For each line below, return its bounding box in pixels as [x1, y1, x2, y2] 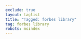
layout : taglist [5, 12, 40, 17]
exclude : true [5, 7, 36, 13]
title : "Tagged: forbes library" [5, 17, 77, 22]
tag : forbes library [5, 21, 50, 27]
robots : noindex [5, 26, 40, 31]
